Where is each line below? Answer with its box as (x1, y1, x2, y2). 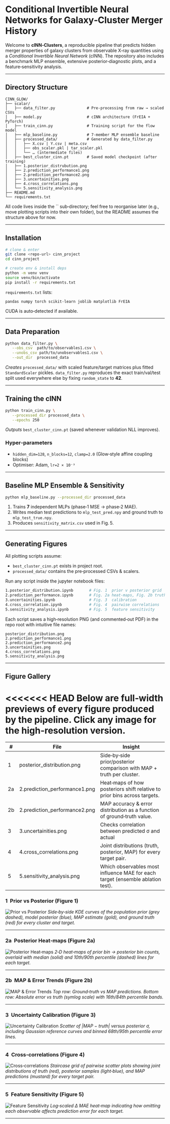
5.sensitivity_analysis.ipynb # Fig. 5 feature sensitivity (5, 606, 155, 612)
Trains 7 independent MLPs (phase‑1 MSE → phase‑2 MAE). (12, 504, 138, 510)
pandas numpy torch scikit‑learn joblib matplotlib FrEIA (5, 299, 130, 304)
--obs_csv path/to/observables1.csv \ (12, 346, 96, 351)
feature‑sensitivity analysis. (5, 64, 63, 70)
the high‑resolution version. (5, 725, 125, 737)
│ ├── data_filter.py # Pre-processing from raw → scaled (5, 105, 164, 110)
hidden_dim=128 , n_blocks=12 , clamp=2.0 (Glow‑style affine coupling (12, 451, 153, 457)
